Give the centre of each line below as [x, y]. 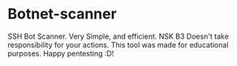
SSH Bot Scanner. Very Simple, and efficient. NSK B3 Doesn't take [118, 36]
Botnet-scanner [62, 14]
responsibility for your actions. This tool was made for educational [118, 44]
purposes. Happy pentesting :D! [61, 53]
